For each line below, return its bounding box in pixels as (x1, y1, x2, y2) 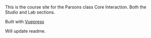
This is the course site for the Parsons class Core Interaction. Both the (5, 4, 147, 10)
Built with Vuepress (5, 19, 45, 24)
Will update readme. (5, 28, 46, 34)
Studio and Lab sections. (5, 9, 55, 15)
